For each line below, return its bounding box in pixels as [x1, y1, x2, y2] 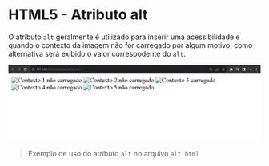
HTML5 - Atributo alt [8, 6, 148, 24]
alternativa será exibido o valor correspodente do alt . [8, 49, 187, 58]
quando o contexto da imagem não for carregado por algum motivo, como [8, 40, 253, 49]
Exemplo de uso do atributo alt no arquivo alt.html [27, 149, 200, 159]
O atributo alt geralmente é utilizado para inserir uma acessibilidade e [8, 32, 240, 41]
